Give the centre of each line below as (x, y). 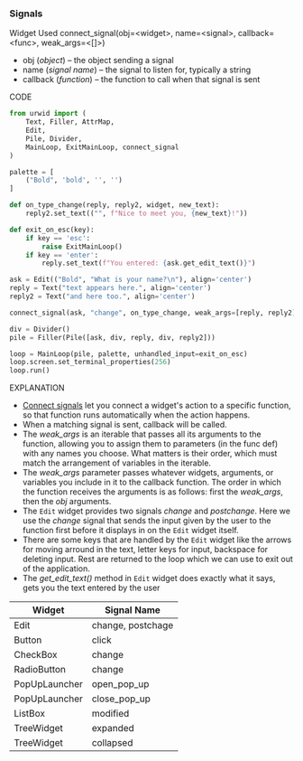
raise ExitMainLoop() (83, 247)
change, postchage (133, 625)
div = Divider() (40, 329)
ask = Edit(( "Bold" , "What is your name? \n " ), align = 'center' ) (131, 280)
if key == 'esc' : (58, 238)
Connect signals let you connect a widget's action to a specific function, (156, 406)
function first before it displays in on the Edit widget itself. (130, 531)
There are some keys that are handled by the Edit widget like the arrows (157, 540)
